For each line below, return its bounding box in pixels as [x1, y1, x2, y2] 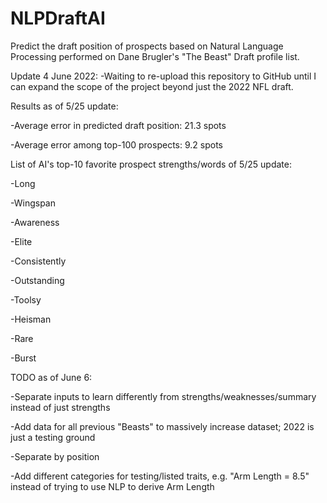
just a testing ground [10, 431, 96, 443]
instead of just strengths [10, 401, 111, 413]
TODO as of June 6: [10, 371, 93, 383]
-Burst [10, 352, 37, 364]
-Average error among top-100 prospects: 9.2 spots [10, 138, 223, 151]
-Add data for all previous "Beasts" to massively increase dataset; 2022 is [10, 420, 315, 432]
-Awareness [10, 216, 60, 228]
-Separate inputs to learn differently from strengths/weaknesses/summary [10, 390, 317, 402]
